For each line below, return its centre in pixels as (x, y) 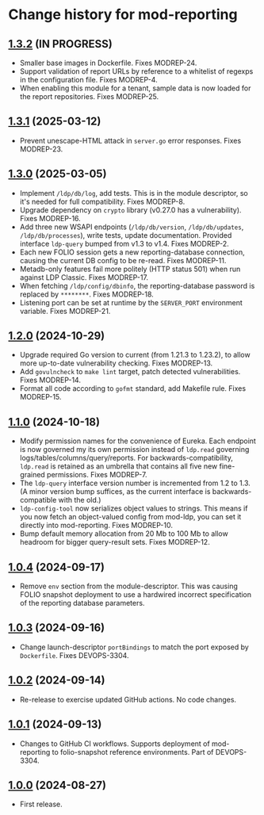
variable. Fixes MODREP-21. (65, 311)
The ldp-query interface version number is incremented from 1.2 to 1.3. (135, 483)
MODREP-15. (40, 397)
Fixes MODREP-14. (50, 380)
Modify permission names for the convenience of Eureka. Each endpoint (138, 441)
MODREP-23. (41, 149)
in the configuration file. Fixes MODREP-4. (88, 80)
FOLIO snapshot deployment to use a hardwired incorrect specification (136, 595)
